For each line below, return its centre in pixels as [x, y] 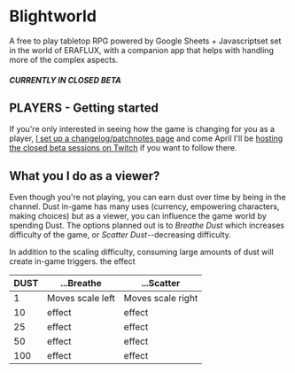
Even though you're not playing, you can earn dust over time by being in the [147, 198]
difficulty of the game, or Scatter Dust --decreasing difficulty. [120, 235]
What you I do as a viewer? [85, 176]
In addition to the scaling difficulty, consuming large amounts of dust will [142, 252]
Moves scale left [81, 299]
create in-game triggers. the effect [72, 261]
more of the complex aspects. [64, 59]
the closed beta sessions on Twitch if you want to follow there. [123, 148]
